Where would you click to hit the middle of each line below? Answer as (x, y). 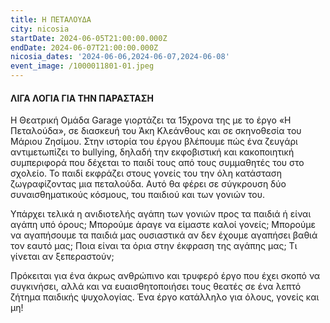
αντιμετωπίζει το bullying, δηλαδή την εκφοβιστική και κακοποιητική (152, 152)
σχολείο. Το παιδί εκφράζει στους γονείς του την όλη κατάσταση (146, 173)
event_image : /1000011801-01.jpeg (82, 66)
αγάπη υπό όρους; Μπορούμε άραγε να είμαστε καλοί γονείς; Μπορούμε (163, 225)
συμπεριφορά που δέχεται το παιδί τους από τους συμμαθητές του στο (157, 163)
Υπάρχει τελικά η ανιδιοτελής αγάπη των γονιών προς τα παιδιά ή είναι (161, 214)
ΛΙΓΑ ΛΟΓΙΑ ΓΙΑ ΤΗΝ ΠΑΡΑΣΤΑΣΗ (82, 98)
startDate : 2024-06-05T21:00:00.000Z (89, 38)
